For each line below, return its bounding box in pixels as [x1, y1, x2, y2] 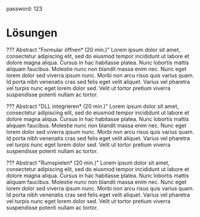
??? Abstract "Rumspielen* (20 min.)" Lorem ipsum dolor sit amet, [6, 159, 170, 166]
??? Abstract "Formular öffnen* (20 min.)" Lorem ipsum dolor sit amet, [6, 46, 181, 53]
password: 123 [6, 5, 43, 12]
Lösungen [6, 27, 58, 40]
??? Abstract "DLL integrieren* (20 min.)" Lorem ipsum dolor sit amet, [6, 102, 179, 110]
